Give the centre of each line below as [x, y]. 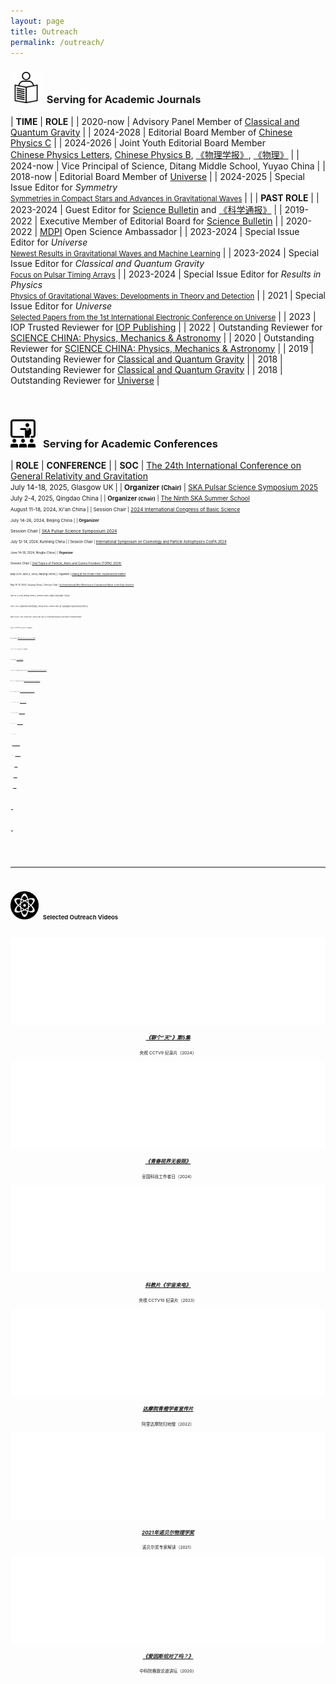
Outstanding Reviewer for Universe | [85, 380]
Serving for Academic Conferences [130, 443]
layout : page [37, 21]
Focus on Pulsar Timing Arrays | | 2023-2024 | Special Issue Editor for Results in [166, 274]
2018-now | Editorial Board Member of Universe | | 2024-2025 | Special [158, 176]
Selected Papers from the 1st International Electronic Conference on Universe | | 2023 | [163, 316]
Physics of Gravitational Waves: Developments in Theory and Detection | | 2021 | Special [168, 295]
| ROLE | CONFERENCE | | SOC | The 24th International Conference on [156, 465]
